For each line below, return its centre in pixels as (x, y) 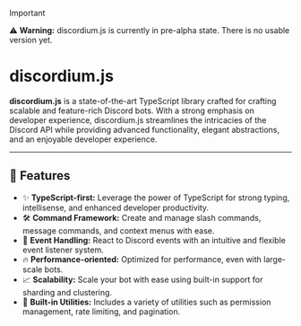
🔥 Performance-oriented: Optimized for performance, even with (142, 259)
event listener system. (63, 250)
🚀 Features (40, 176)
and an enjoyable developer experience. (83, 139)
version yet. (31, 40)
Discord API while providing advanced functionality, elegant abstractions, (145, 129)
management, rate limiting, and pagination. (101, 311)
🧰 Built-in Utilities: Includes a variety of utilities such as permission (146, 302)
